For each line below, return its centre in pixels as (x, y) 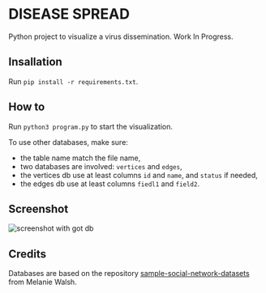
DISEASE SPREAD (69, 14)
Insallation (35, 62)
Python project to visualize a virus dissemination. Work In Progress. (121, 36)
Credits (28, 254)
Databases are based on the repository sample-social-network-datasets (129, 274)
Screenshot (39, 208)
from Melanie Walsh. (43, 282)
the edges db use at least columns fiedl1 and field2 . (110, 184)
